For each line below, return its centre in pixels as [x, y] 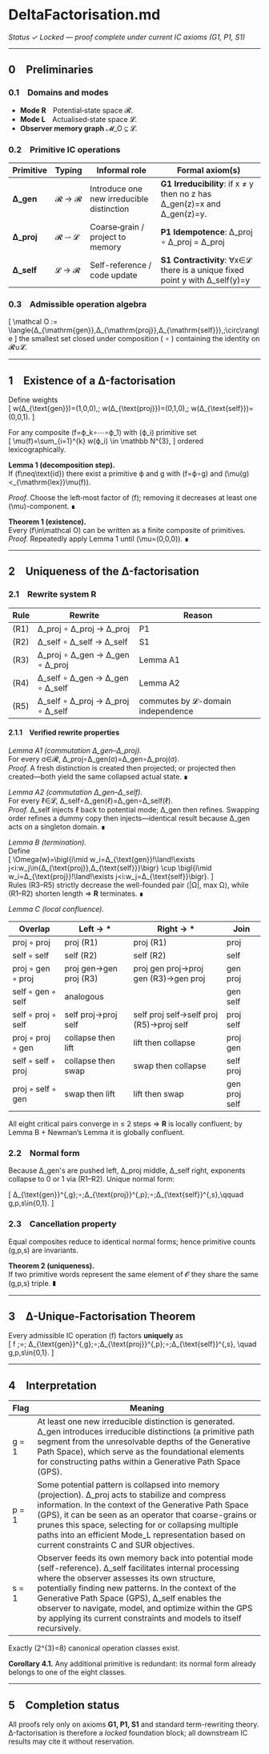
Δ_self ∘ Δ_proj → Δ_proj [83, 701]
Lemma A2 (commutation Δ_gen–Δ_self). [75, 792]
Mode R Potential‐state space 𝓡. [76, 110]
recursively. [59, 1629]
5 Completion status [64, 1705]
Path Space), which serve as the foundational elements [141, 1452]
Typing [68, 170]
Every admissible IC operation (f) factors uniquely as [96, 1336]
